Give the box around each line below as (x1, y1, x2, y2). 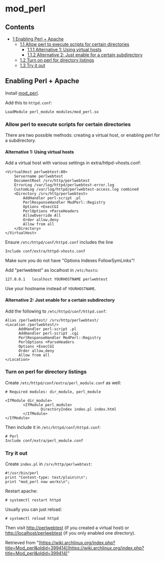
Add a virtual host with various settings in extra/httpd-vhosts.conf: (5, 160, 142, 166)
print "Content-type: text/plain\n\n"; (5, 475, 88, 480)
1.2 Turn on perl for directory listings (19, 57, 94, 63)
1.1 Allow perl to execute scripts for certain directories (19, 41, 130, 47)
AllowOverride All (23, 213, 61, 218)
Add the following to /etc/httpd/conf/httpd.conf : (5, 308, 107, 314)
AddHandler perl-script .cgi (18, 331, 79, 336)
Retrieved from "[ (5, 540, 41, 546)
